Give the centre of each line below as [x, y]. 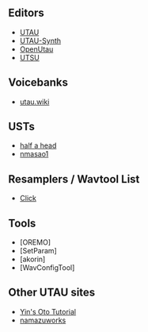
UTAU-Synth [40, 41]
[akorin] [32, 259]
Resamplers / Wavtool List [74, 179]
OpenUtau [36, 49]
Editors [27, 13]
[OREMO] [35, 242]
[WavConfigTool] [47, 268]
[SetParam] [38, 251]
